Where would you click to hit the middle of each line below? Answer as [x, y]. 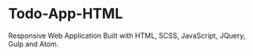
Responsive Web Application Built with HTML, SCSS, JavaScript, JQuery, [127, 35]
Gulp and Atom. [34, 43]
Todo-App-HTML [66, 14]
